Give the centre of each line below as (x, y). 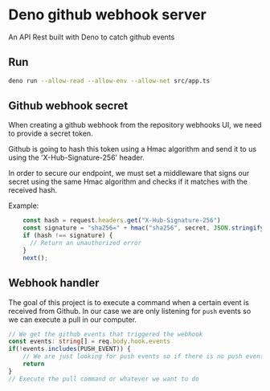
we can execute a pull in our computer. (73, 320)
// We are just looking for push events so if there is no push (133, 356)
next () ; (35, 258)
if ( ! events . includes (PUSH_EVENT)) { (70, 349)
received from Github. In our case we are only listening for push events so (130, 311)
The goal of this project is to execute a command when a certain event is (129, 302)
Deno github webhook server (107, 15)
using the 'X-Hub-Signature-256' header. (76, 157)
